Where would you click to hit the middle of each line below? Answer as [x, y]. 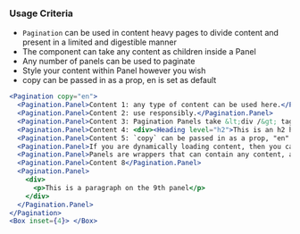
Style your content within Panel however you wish [114, 71]
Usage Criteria [42, 13]
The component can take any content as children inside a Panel [139, 52]
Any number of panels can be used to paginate [108, 62]
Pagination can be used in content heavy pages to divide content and [150, 33]
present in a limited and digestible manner [99, 42]
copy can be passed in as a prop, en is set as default [119, 80]
